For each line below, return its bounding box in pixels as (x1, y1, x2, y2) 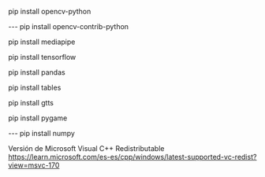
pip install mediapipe (8, 37, 76, 46)
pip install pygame (8, 113, 68, 123)
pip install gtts (8, 98, 54, 107)
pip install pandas (8, 68, 65, 77)
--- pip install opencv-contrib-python (8, 22, 129, 31)
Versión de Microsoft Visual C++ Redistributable (8, 144, 165, 153)
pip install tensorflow (8, 53, 77, 61)
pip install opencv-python (8, 7, 91, 16)
